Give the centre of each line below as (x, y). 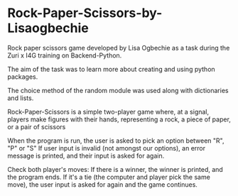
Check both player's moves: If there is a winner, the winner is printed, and (115, 169)
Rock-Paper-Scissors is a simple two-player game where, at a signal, (108, 111)
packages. (23, 77)
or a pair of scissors (37, 126)
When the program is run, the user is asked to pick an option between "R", (116, 141)
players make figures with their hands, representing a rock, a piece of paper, (119, 119)
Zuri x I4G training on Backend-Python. (65, 55)
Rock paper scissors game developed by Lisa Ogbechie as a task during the (119, 48)
